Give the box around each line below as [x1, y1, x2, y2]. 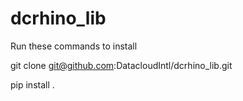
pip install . [10, 78, 55, 91]
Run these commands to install [10, 40, 138, 52]
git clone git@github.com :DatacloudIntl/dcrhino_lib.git [10, 59, 233, 71]
